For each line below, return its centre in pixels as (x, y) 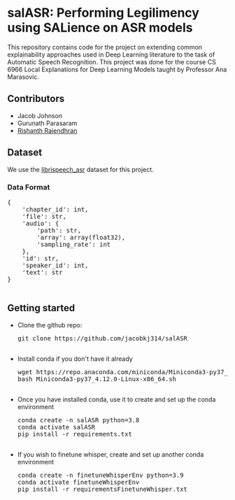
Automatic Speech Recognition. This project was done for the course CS (112, 62)
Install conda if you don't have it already (75, 359)
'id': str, (41, 258)
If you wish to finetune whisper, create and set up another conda (111, 454)
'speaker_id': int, (55, 265)
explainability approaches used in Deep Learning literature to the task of (111, 55)
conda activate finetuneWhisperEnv (78, 482)
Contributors (36, 99)
